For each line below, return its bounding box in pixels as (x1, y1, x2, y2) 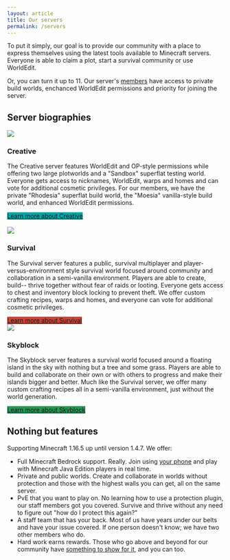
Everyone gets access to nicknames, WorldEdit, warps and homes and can (7, 177, 218, 185)
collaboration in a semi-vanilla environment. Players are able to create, (7, 273, 206, 282)
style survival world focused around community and (65, 266, 214, 274)
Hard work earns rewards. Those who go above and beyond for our (16, 537, 208, 546)
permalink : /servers (7, 23, 67, 30)
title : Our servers (7, 17, 63, 23)
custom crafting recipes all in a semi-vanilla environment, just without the (7, 385, 214, 394)
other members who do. (16, 530, 86, 539)
